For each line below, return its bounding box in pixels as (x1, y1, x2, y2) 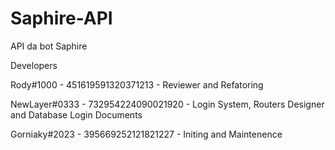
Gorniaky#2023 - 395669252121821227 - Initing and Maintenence (10, 128, 283, 140)
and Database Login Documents (10, 108, 143, 121)
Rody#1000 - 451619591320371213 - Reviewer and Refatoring (10, 78, 264, 91)
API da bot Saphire (10, 40, 88, 52)
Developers (10, 59, 58, 71)
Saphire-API (10, 7, 113, 30)
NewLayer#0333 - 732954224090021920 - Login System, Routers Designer (10, 98, 325, 110)
